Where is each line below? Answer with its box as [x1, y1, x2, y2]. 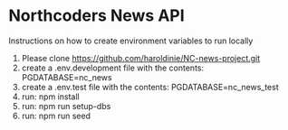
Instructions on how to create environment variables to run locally [8, 35, 254, 46]
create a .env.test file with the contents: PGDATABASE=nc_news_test [21, 81, 279, 92]
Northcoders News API [8, 5, 185, 26]
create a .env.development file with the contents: [21, 62, 205, 73]
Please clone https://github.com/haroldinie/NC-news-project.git [21, 52, 261, 63]
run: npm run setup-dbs [21, 100, 111, 111]
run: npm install [21, 91, 80, 102]
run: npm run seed [21, 110, 91, 121]
